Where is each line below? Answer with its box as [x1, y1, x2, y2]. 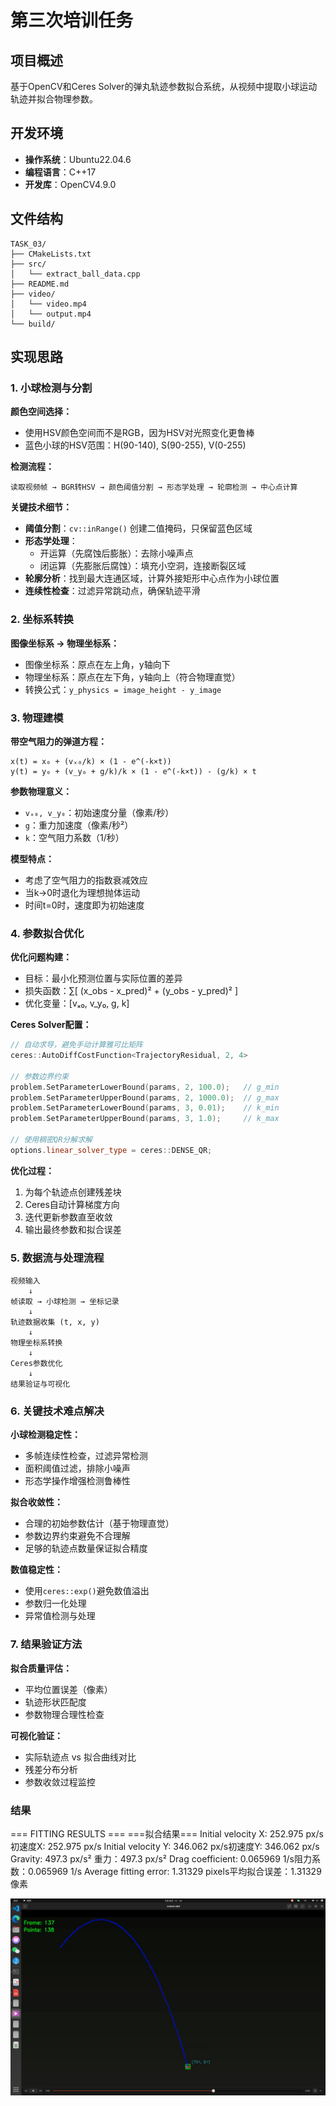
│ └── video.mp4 [10, 299, 87, 309]
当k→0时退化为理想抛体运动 [24, 886, 141, 898]
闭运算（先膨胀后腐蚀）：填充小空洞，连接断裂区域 [39, 560, 247, 572]
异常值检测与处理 [24, 1610, 96, 1622]
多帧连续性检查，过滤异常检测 [24, 1450, 148, 1462]
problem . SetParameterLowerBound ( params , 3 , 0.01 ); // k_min [10, 1103, 280, 1113]
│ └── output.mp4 [10, 309, 92, 319]
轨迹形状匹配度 [24, 1696, 87, 1708]
